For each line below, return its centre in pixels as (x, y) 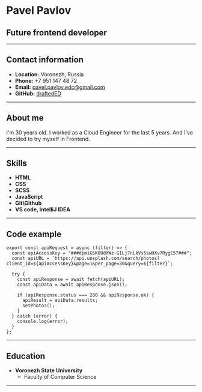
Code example (34, 234)
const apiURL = (31, 259)
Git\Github (28, 203)
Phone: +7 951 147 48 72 (46, 80)
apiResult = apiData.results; (60, 301)
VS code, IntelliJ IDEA (43, 210)
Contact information (45, 60)
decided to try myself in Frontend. (48, 139)
